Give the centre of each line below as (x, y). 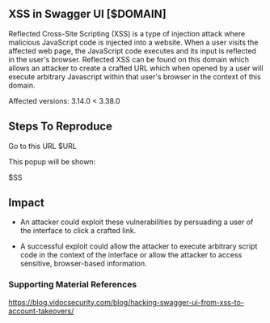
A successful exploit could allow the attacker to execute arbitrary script (139, 246)
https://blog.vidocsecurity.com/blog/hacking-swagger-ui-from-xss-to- (127, 302)
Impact (26, 203)
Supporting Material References (73, 285)
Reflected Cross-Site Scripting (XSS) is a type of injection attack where (127, 33)
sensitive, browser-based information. (83, 264)
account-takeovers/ (41, 311)
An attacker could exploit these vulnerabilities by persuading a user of (137, 222)
